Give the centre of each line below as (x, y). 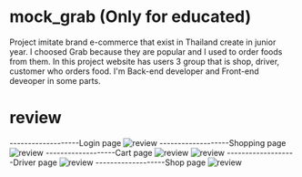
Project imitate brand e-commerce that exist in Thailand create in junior (143, 42)
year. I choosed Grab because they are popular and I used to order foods (146, 51)
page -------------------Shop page (122, 162)
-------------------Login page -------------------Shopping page (148, 142)
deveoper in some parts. (55, 80)
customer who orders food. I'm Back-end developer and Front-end (134, 71)
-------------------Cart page (99, 152)
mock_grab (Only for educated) (131, 17)
